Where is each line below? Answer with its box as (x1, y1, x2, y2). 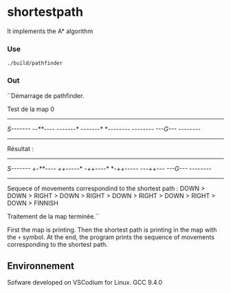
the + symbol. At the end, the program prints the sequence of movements (7, 232, 215, 241)
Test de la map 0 (7, 105, 55, 113)
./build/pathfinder (7, 60, 63, 67)
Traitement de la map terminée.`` (7, 212, 100, 221)
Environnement (7, 260, 74, 272)
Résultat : (7, 144, 34, 152)
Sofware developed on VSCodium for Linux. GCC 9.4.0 (7, 279, 163, 287)
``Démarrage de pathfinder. (7, 91, 85, 100)
